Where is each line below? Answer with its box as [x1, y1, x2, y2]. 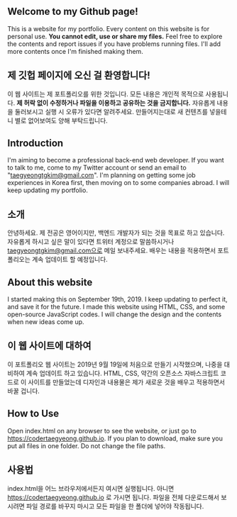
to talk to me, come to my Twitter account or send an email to [7, 163, 187, 172]
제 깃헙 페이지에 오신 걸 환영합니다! [7, 70, 150, 82]
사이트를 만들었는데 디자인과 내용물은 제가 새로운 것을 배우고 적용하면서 [28, 377, 226, 386]
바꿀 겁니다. [7, 387, 40, 395]
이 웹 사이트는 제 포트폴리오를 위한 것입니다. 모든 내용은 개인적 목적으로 [7, 89, 204, 98]
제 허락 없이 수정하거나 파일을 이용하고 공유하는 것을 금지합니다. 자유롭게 [16, 99, 216, 107]
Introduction [7, 138, 64, 150]
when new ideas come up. [7, 318, 84, 326]
